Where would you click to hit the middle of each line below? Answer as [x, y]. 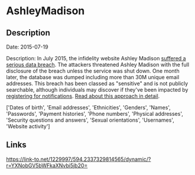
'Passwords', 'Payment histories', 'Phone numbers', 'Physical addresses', [95, 114]
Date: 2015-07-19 [27, 47]
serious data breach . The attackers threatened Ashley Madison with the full [98, 64]
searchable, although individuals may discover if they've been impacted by [97, 90]
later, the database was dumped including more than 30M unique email [93, 77]
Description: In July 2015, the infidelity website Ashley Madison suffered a [96, 58]
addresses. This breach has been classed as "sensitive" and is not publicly [97, 83]
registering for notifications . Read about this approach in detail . [83, 96]
